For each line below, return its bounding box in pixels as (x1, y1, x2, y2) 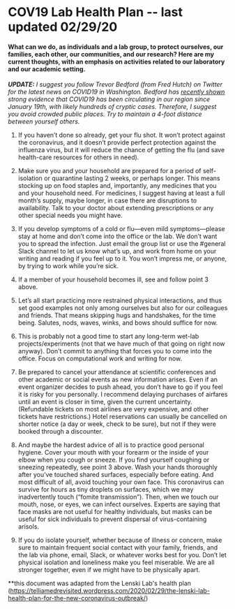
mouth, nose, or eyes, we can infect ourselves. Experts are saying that (17, 500, 220, 508)
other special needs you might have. (17, 211, 123, 220)
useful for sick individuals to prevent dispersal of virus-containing (17, 515, 207, 524)
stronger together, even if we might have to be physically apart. (17, 566, 201, 574)
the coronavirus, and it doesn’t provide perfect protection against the (17, 138, 217, 147)
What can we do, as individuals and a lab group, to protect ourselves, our (8, 43, 224, 51)
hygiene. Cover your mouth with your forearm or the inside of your (17, 448, 209, 457)
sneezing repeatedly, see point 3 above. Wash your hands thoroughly (17, 463, 218, 471)
